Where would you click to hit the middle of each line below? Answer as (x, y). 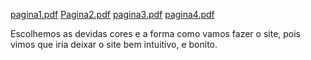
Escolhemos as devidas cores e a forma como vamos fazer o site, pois (156, 33)
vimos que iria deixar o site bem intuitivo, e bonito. (114, 44)
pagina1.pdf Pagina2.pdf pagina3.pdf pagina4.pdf (112, 14)
